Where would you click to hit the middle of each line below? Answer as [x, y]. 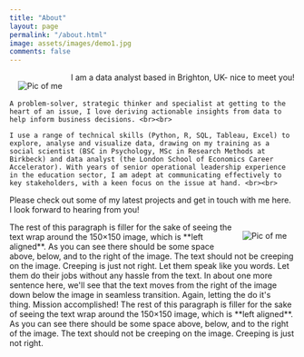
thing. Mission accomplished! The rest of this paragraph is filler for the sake [151, 304]
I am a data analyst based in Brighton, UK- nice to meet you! [183, 77]
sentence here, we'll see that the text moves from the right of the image [143, 285]
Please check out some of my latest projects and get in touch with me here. [151, 200]
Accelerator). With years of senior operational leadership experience [147, 168]
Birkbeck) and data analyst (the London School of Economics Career [142, 160]
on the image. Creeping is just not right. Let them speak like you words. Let [150, 266]
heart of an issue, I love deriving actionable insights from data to [146, 112]
